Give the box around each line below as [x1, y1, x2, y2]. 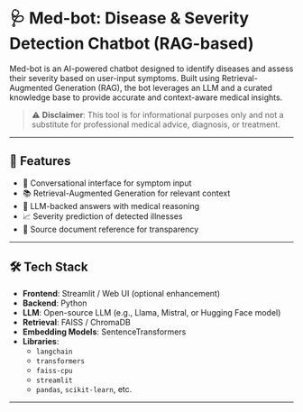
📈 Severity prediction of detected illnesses [22, 210, 183, 222]
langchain [35, 347, 74, 356]
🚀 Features [9, 153, 71, 169]
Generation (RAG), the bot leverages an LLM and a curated [54, 82, 273, 93]
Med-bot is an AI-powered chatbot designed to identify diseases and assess [9, 63, 294, 74]
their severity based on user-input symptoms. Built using [9, 72, 220, 83]
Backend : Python [22, 298, 87, 308]
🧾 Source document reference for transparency [22, 224, 199, 234]
